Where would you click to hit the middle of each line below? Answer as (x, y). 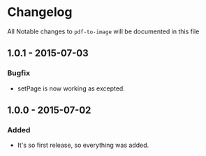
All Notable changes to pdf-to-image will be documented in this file (103, 31)
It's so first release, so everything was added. (83, 145)
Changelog (40, 12)
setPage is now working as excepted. (71, 88)
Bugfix (19, 73)
